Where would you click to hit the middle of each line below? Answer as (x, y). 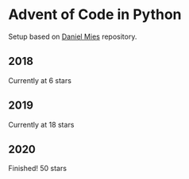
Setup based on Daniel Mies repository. (73, 36)
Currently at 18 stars (41, 124)
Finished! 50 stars (38, 169)
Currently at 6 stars (40, 80)
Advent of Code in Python (95, 15)
